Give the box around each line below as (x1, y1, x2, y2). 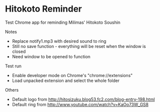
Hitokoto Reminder (5, 3, 82, 15)
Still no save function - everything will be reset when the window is (12, 43, 146, 49)
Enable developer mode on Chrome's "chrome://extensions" (12, 72, 133, 78)
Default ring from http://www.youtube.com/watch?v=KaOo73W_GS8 (12, 101, 149, 107)
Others (5, 87, 19, 93)
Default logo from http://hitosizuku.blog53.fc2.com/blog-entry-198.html (12, 96, 155, 102)
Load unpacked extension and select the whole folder (12, 78, 120, 83)
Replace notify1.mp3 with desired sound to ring (12, 38, 107, 44)
